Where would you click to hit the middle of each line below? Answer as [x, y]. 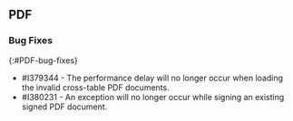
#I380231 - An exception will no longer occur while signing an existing [153, 97]
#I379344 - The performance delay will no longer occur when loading [152, 78]
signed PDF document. [64, 107]
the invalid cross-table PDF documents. [95, 87]
